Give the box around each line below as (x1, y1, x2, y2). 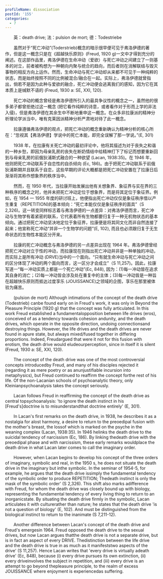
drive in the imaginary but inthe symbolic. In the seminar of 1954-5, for (5, 465, 146, 471)
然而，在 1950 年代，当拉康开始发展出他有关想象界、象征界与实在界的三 (13, 183, 158, 189)
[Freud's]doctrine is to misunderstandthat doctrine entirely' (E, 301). (5, 403, 141, 409)
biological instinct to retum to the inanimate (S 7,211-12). (5, 512, 116, 517)
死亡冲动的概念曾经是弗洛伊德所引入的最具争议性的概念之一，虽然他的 (13, 98, 154, 103)
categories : (5, 16, 29, 21)
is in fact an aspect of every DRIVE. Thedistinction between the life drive (5, 537, 150, 544)
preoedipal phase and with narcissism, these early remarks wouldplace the (5, 440, 155, 446)
